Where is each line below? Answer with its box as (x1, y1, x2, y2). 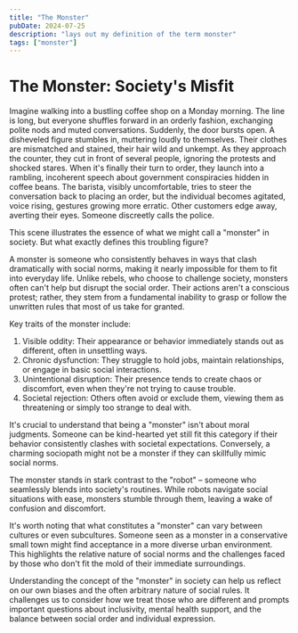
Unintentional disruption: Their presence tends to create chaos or (21, 374, 262, 384)
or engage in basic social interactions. (21, 365, 162, 375)
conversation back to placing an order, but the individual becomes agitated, (9, 191, 286, 201)
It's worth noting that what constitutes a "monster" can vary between (9, 521, 263, 531)
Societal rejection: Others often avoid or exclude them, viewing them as (21, 393, 285, 404)
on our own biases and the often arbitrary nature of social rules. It (9, 585, 250, 596)
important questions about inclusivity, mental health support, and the (9, 604, 262, 615)
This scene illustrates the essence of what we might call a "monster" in (9, 227, 270, 238)
